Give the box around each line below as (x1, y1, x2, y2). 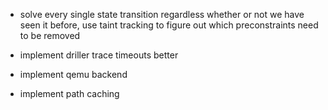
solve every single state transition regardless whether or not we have (19, 9, 305, 20)
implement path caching (19, 88, 120, 99)
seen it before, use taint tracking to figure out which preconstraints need (19, 19, 319, 31)
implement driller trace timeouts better (19, 49, 179, 61)
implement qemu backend (19, 69, 128, 80)
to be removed (19, 30, 81, 41)
